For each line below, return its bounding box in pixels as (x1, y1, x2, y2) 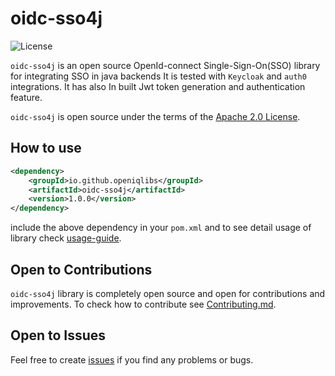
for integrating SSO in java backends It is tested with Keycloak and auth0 (10, 70, 307, 82)
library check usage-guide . (10, 232, 122, 244)
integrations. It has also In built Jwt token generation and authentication (10, 80, 306, 92)
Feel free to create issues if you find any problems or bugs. (10, 353, 254, 366)
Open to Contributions (10, 261, 153, 278)
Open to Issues (10, 327, 107, 344)
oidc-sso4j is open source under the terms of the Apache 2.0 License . (10, 110, 301, 122)
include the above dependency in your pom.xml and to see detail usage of (10, 222, 312, 234)
